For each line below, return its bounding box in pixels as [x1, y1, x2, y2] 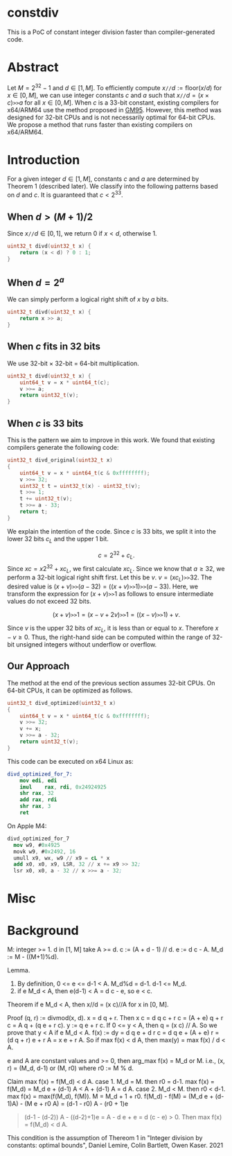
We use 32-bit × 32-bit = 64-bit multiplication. [7, 359, 140, 367]
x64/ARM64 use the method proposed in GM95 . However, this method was [7, 105, 222, 114]
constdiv [7, 5, 59, 21]
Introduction [7, 152, 80, 168]
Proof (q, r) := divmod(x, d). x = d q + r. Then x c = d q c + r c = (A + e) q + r [7, 1014, 224, 1022]
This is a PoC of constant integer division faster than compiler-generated [7, 28, 215, 36]
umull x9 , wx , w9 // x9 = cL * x [13, 855, 110, 861]
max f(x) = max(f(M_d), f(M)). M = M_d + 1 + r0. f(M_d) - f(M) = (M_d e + [7, 1092, 214, 1101]
